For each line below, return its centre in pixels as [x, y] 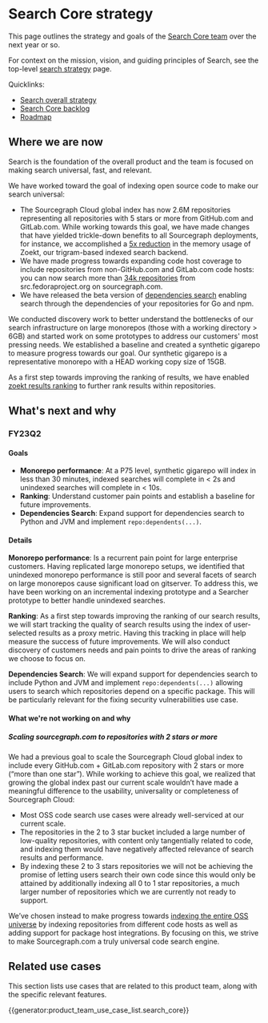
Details [20, 540]
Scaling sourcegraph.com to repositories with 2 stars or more [113, 737]
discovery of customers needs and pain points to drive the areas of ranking [132, 650]
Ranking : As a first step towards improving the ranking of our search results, [134, 616]
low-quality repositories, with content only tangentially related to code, [136, 841]
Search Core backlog [55, 108]
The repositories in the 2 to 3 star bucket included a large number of [132, 832]
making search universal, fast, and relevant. [80, 170]
